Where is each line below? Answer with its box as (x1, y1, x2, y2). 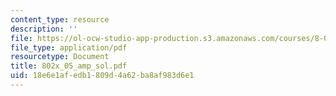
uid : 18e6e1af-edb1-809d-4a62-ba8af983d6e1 (10, 71, 195, 81)
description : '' (10, 24, 78, 34)
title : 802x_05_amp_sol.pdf (10, 61, 128, 71)
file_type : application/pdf (10, 42, 128, 53)
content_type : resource (10, 14, 110, 25)
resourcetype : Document (10, 52, 110, 62)
